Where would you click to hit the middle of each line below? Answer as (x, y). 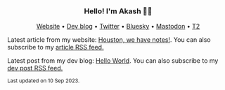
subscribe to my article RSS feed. (56, 47)
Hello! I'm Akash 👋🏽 (118, 11)
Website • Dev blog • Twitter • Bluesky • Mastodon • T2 (118, 27)
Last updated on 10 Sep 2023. (44, 81)
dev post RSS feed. (35, 68)
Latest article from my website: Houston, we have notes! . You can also (109, 40)
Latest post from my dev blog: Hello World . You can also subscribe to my (113, 61)
